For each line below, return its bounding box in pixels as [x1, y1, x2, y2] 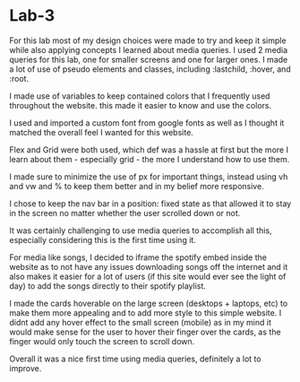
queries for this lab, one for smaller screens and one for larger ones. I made [9, 54, 288, 65]
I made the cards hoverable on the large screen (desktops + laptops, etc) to [9, 298, 288, 308]
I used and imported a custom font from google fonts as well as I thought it [9, 117, 285, 128]
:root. [9, 73, 30, 83]
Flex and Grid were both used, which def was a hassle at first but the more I [9, 144, 289, 155]
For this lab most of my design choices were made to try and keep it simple [9, 35, 287, 46]
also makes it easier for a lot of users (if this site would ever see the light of [9, 271, 287, 282]
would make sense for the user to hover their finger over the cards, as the [9, 326, 281, 337]
